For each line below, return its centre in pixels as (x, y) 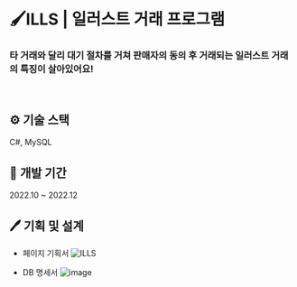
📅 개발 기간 (38, 173)
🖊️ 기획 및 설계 (46, 226)
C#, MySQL (31, 143)
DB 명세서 (40, 272)
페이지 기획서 (46, 253)
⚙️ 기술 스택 (40, 120)
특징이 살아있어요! (56, 69)
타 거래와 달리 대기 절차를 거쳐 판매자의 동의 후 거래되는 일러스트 (139, 56)
